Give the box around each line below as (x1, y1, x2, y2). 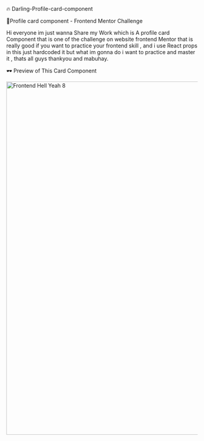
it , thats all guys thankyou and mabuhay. (6, 55, 109, 62)
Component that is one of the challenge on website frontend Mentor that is (6, 36, 193, 43)
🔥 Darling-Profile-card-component (6, 5, 93, 12)
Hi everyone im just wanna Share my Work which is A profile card (6, 29, 170, 36)
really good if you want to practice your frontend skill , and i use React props (6, 42, 198, 49)
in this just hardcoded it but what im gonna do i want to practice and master (6, 49, 195, 55)
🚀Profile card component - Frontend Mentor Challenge (6, 18, 143, 24)
